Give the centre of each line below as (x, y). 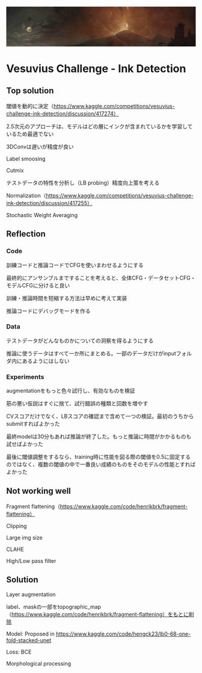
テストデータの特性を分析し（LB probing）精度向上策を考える (83, 183)
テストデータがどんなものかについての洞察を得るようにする (80, 340)
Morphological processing (39, 663)
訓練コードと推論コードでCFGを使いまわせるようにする (75, 265)
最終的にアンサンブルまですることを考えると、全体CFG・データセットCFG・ (101, 278)
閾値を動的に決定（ (30, 106)
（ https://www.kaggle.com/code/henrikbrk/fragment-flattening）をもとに (98, 614)
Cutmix (15, 170)
